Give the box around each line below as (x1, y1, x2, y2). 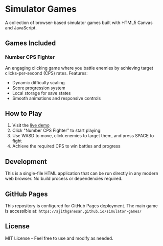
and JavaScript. (5, 25, 37, 30)
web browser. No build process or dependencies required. (5, 175, 123, 182)
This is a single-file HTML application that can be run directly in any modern (5, 171, 158, 176)
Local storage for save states (12, 90, 71, 96)
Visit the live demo (12, 123, 50, 128)
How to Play (5, 109, 43, 118)
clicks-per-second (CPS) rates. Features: (5, 70, 88, 76)
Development (5, 157, 47, 166)
